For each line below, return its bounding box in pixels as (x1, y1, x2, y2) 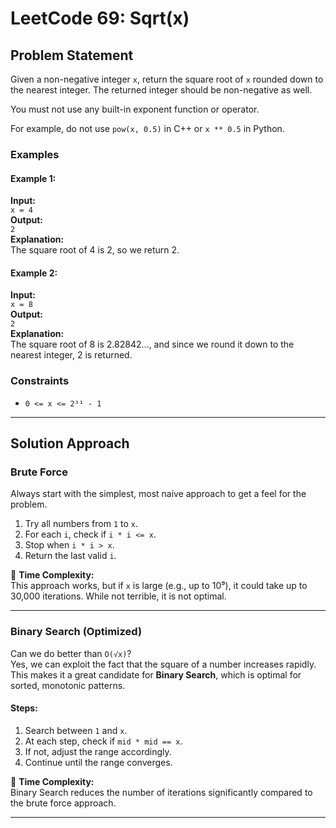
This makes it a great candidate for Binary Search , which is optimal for (10, 668, 302, 681)
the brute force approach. (10, 797, 117, 809)
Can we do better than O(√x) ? (10, 647, 132, 659)
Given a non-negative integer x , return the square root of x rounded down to (10, 73, 324, 85)
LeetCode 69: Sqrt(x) (10, 7, 190, 30)
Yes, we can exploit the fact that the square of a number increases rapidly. (10, 658, 317, 670)
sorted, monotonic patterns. (10, 679, 126, 691)
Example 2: (10, 267, 58, 279)
